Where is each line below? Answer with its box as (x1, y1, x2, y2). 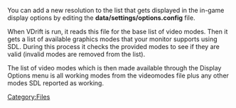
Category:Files (7, 92, 50, 101)
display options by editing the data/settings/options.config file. (7, 13, 195, 22)
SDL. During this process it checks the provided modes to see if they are (7, 43, 220, 50)
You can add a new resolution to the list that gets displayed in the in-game (7, 6, 225, 14)
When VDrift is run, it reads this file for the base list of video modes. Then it (7, 28, 228, 36)
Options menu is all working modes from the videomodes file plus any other (7, 71, 230, 80)
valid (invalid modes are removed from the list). (7, 50, 146, 58)
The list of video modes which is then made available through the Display (7, 64, 222, 72)
